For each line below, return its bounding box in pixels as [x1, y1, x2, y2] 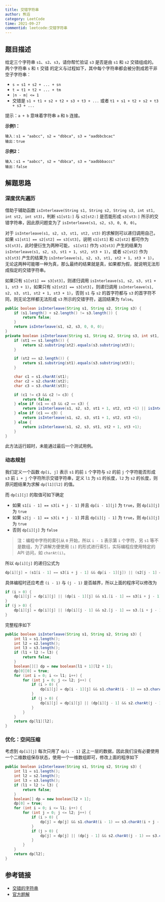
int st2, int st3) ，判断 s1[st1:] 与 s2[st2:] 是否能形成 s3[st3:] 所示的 [5, 213, 155, 219]
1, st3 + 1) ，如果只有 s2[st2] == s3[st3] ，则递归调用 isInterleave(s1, [5, 283, 154, 289]
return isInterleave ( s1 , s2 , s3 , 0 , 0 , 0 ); [14, 324, 105, 329]
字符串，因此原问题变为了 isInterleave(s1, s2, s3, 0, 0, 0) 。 [9, 219, 139, 225]
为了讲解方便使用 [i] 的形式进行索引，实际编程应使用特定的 [34, 544, 156, 549]
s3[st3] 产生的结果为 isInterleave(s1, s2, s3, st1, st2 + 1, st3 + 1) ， [5, 255, 157, 261]
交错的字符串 [12, 885, 38, 891]
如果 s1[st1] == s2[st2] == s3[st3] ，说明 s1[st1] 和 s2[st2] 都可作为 [5, 236, 149, 242]
